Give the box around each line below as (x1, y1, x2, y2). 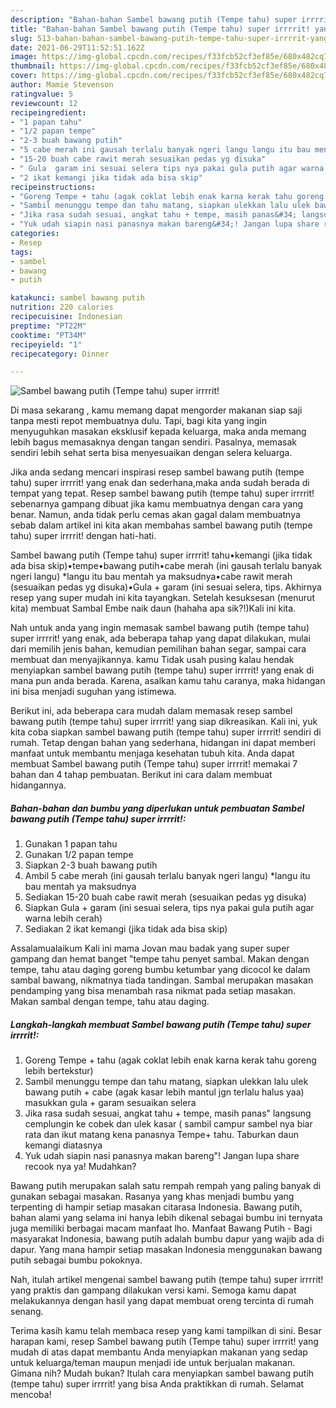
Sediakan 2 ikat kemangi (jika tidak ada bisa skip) (24, 923, 228, 935)
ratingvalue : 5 (10, 89, 74, 99)
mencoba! (10, 1389, 52, 1401)
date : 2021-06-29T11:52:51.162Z (10, 42, 145, 53)
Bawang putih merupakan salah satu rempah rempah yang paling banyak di (10, 1180, 322, 1192)
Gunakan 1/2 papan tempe (24, 849, 134, 861)
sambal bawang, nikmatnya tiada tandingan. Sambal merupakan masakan (10, 974, 314, 986)
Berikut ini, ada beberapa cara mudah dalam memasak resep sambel (10, 705, 293, 717)
